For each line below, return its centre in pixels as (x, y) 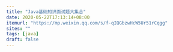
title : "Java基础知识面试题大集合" (46, 12)
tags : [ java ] (23, 34)
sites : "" (19, 28)
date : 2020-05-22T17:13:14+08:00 (48, 17)
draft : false (23, 39)
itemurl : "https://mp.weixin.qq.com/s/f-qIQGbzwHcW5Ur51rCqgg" (87, 23)
